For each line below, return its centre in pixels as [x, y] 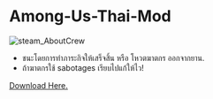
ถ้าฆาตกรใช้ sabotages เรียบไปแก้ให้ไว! [83, 67]
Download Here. [39, 85]
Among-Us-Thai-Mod [90, 16]
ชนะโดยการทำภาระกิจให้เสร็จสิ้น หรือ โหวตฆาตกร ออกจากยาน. [113, 57]
